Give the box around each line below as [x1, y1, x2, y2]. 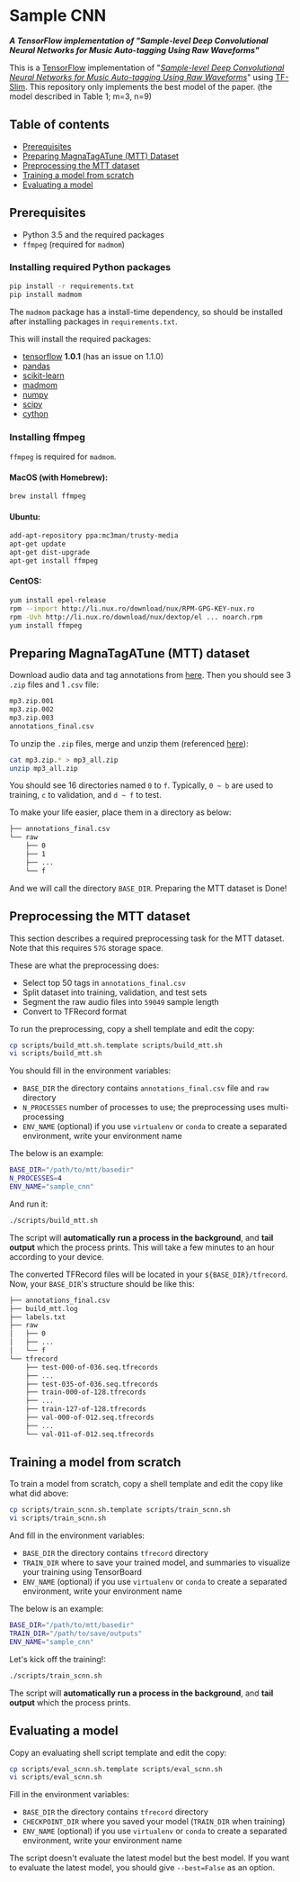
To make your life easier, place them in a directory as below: [9, 807, 232, 818]
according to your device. [9, 1251, 105, 1262]
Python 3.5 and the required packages [22, 229, 164, 240]
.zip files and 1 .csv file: [9, 679, 100, 690]
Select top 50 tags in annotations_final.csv [22, 977, 186, 988]
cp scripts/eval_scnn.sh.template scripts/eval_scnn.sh [9, 1764, 223, 1774]
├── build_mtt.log [9, 1304, 78, 1313]
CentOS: [9, 575, 42, 586]
